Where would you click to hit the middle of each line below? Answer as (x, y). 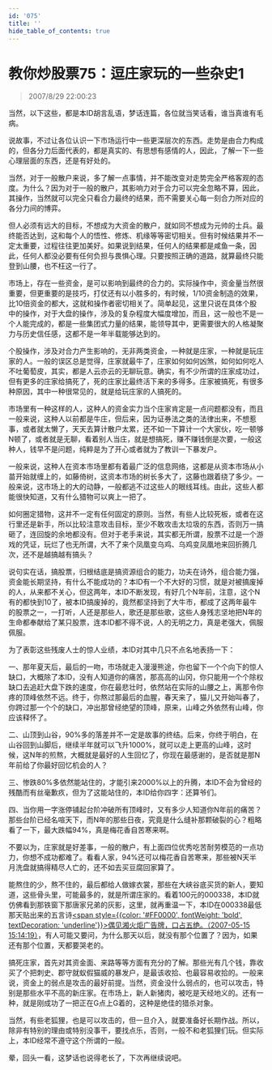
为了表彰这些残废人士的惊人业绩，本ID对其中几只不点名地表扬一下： (122, 650)
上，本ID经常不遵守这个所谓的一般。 (69, 1041)
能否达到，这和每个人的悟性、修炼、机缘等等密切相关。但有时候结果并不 (136, 236)
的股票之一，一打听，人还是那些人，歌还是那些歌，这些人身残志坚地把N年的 (135, 612)
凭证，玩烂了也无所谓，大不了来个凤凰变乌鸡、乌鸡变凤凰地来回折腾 (136, 544)
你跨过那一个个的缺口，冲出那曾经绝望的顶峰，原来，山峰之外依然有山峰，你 (136, 708)
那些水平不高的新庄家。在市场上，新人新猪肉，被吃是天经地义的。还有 (139, 993)
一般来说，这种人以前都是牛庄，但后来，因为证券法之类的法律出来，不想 (129, 419)
